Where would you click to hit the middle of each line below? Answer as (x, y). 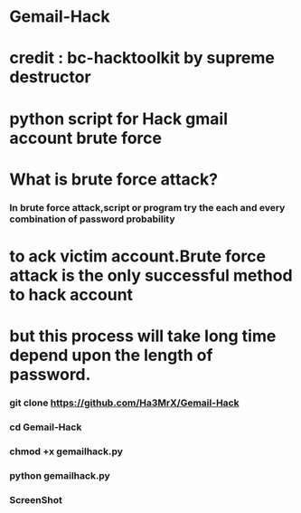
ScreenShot (36, 499)
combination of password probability (92, 219)
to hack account (71, 294)
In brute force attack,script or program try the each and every (147, 207)
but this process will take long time (143, 336)
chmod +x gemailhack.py (66, 451)
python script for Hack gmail (119, 119)
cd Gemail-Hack (46, 427)
